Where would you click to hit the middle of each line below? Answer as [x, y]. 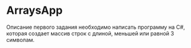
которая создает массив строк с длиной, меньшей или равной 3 [90, 33]
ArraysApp [35, 10]
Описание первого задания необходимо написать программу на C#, [96, 27]
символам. [21, 40]
